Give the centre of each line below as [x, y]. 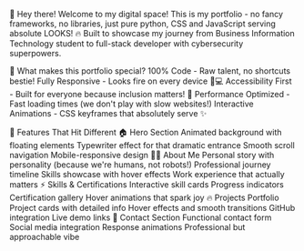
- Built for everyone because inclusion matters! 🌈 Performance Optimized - [150, 94]
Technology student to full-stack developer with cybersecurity [127, 44]
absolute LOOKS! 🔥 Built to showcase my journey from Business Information [152, 33]
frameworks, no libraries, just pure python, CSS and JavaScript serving [142, 24]
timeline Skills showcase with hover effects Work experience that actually [147, 174]
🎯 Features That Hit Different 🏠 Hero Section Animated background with [146, 132]
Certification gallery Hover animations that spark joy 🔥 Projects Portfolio [144, 197]
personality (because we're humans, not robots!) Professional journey [140, 165]
